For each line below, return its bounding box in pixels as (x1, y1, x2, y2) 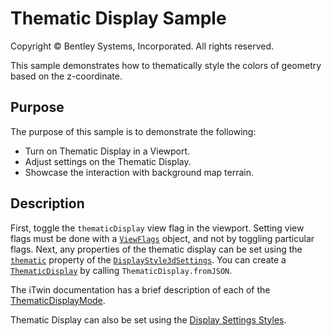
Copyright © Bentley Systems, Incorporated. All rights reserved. (10, 40, 275, 52)
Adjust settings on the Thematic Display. (24, 155, 192, 167)
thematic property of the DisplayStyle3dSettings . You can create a (10, 253, 287, 266)
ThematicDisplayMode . (10, 294, 106, 306)
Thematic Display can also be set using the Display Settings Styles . (10, 313, 287, 326)
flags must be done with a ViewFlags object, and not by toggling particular (10, 232, 315, 244)
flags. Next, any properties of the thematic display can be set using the (10, 243, 303, 255)
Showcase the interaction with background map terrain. (24, 166, 255, 178)
